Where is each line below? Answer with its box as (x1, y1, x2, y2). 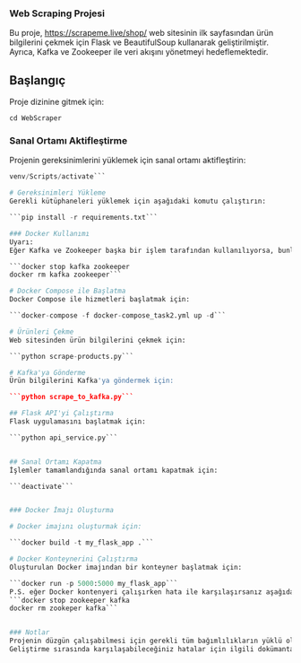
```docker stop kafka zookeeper (9, 262, 130, 271)
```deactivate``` (9, 482, 74, 491)
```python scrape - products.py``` (9, 352, 134, 361)
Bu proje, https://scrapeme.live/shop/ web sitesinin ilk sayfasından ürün (9, 28, 274, 39)
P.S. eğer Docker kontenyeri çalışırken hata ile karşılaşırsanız (9, 587, 262, 597)
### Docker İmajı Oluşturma (9, 506, 115, 515)
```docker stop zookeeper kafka (9, 596, 130, 605)
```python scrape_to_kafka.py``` (9, 393, 134, 402)
